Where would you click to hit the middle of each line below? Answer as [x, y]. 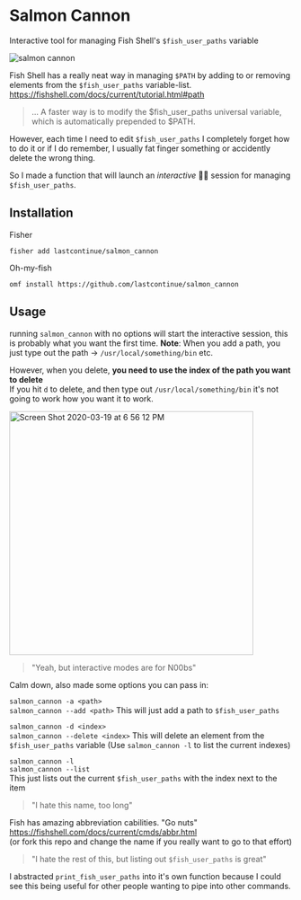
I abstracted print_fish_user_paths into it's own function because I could [145, 876]
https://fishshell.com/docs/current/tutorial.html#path [107, 94]
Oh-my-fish [31, 268]
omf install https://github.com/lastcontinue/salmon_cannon [124, 284]
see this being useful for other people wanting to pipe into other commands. [150, 886]
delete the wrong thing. [53, 157]
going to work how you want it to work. [82, 398]
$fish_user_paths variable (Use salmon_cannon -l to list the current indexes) [150, 745]
